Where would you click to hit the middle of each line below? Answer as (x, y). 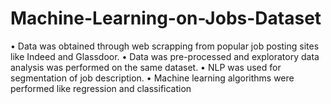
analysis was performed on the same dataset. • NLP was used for (146, 67)
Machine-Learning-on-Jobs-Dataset (166, 18)
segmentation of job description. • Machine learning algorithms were (152, 78)
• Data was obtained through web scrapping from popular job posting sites (165, 46)
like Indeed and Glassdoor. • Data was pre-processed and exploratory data (165, 56)
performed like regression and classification (101, 88)
